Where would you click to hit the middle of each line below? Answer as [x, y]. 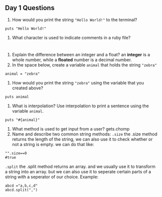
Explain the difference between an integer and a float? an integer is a [81, 55]
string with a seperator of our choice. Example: [52, 177]
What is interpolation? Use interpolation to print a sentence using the [80, 106]
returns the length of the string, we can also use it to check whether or [82, 139]
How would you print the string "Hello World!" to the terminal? [74, 19]
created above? [28, 88]
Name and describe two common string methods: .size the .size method [85, 134]
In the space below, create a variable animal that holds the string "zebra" [84, 65]
